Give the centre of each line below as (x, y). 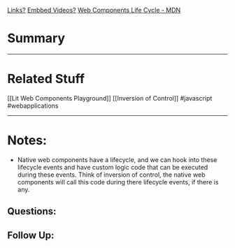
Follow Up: (31, 235)
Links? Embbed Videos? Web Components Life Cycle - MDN (94, 10)
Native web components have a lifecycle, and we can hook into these (117, 159)
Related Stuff (46, 79)
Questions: (32, 211)
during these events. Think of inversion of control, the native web (111, 175)
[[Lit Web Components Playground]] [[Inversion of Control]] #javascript (110, 98)
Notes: (27, 141)
